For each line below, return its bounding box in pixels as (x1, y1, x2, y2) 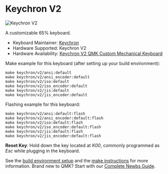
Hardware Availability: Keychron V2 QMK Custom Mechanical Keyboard (12, 50, 163, 56)
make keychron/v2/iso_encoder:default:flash (5, 124, 101, 130)
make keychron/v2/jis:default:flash (5, 129, 83, 134)
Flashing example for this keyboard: (5, 101, 80, 107)
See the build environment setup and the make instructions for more (5, 157, 149, 163)
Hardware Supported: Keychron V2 (12, 45, 87, 51)
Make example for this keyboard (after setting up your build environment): (5, 60, 160, 66)
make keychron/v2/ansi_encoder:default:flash (5, 115, 103, 121)
